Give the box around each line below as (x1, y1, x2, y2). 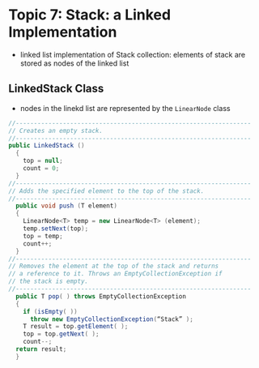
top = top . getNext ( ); (23, 330, 100, 338)
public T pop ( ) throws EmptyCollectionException (15, 292, 186, 301)
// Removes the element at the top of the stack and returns (8, 262, 219, 271)
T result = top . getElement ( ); (23, 323, 129, 331)
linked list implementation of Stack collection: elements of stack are (19, 49, 245, 59)
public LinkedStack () (8, 142, 85, 150)
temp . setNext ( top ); (23, 225, 89, 233)
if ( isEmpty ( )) (23, 307, 79, 315)
